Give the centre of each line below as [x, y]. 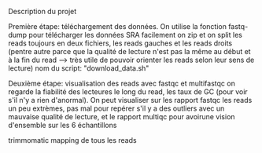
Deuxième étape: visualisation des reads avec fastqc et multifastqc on [122, 83]
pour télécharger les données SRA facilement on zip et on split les [135, 35]
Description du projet [42, 11]
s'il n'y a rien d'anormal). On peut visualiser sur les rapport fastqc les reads [130, 100]
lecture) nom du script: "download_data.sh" [79, 68]
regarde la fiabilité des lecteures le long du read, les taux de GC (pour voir [128, 92]
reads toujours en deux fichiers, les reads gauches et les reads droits [120, 43]
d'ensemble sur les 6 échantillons [63, 125]
